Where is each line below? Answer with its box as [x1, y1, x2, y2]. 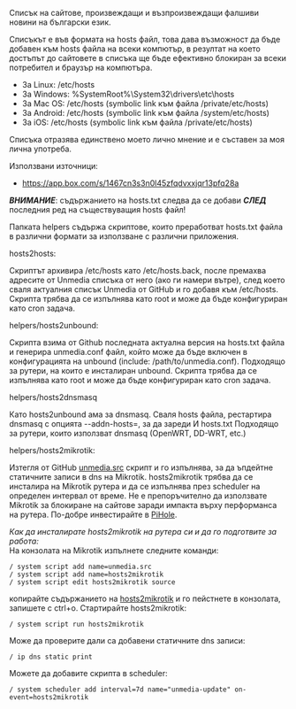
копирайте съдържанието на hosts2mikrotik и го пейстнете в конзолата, [9, 593, 281, 604]
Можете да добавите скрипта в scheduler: [9, 668, 168, 678]
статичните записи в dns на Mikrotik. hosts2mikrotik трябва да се [9, 472, 254, 482]
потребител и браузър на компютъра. [9, 62, 153, 73]
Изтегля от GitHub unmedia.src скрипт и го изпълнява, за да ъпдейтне [9, 462, 274, 473]
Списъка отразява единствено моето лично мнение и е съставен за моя [9, 135, 285, 144]
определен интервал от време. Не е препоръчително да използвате [9, 490, 268, 501]
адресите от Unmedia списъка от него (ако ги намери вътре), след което [9, 274, 285, 285]
